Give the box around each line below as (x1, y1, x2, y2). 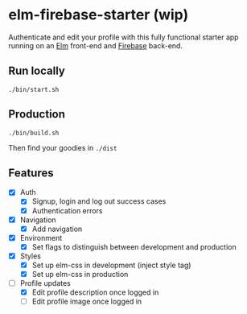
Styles (19, 251, 42, 261)
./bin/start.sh (8, 85, 60, 93)
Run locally (8, 64, 66, 78)
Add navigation (31, 224, 83, 233)
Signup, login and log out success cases (31, 196, 167, 206)
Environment (19, 233, 63, 242)
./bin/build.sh (8, 129, 60, 137)
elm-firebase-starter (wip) (8, 6, 189, 24)
